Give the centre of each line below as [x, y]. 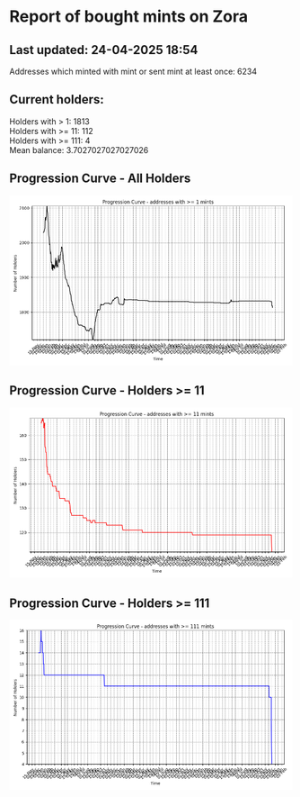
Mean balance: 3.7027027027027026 [79, 149]
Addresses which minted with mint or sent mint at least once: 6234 [133, 71]
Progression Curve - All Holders [100, 179]
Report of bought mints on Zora [129, 17]
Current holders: [57, 100]
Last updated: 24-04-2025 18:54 [104, 50]
